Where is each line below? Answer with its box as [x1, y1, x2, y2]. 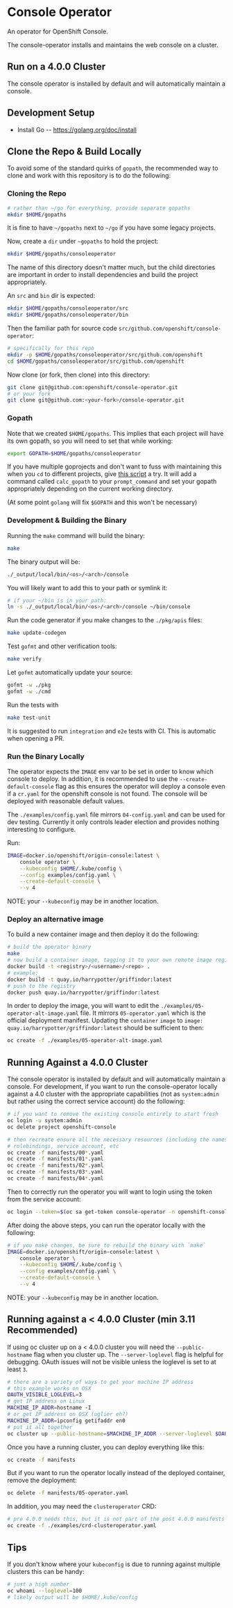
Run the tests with [7, 700, 59, 709]
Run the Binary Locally [7, 751, 85, 761]
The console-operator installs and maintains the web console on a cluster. [7, 40, 219, 49]
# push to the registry [7, 982, 76, 989]
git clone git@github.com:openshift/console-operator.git [7, 384, 178, 391]
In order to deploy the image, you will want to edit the [7, 1002, 159, 1010]
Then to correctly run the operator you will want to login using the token [7, 1188, 213, 1196]
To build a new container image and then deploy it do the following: [7, 930, 200, 938]
